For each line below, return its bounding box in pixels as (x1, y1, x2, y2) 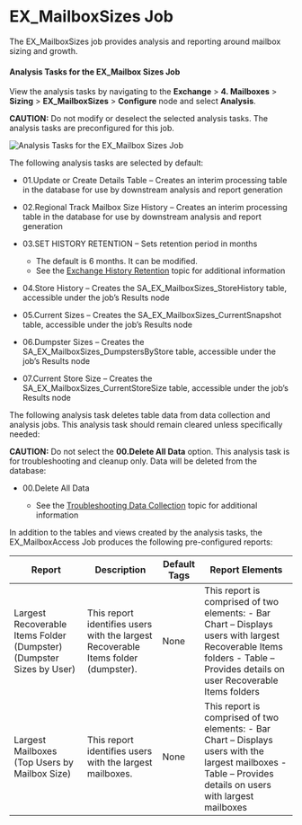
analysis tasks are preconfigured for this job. (9, 123, 175, 134)
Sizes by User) (13, 663, 76, 676)
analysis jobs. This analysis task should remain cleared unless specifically (9, 420, 283, 430)
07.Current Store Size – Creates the (22, 373, 153, 384)
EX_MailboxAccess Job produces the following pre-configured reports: (9, 537, 273, 547)
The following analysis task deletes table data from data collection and (9, 410, 271, 421)
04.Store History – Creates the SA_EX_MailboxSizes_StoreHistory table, (22, 283, 288, 294)
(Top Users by (13, 757, 74, 769)
